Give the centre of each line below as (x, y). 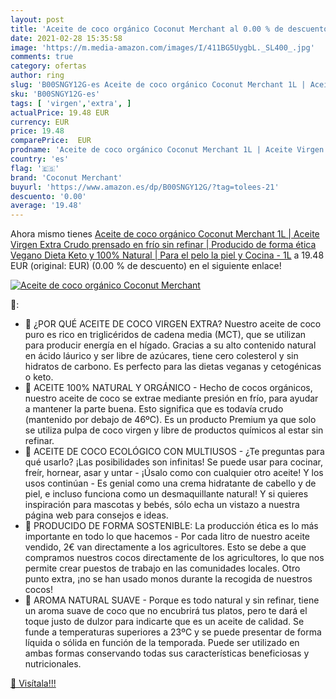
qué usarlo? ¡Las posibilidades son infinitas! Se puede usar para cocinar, (174, 462)
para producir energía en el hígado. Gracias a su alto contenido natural (170, 345)
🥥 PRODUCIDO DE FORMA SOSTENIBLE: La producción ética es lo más (171, 526)
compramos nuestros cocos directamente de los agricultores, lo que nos (174, 558)
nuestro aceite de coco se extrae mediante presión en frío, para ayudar (171, 398)
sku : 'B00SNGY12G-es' (55, 94)
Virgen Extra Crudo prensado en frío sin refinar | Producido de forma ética (163, 245)
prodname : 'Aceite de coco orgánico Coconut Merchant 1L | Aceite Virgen (167, 150)
